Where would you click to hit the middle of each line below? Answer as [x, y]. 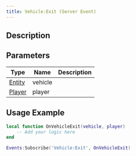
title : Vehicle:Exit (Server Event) [51, 12]
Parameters [28, 56]
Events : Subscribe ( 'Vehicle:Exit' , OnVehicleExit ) [69, 148]
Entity [17, 82]
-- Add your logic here [46, 132]
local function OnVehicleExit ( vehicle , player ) [66, 126]
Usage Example [35, 113]
